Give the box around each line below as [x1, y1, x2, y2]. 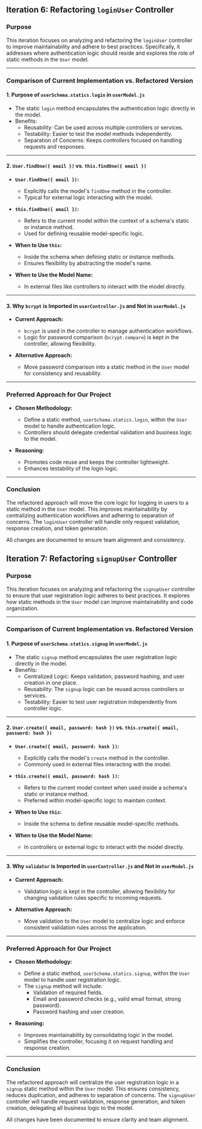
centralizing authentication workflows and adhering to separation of [6, 511, 174, 519]
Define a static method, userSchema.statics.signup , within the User [23, 970, 191, 977]
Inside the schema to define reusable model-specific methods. [23, 820, 180, 827]
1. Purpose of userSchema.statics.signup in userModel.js [6, 640, 148, 647]
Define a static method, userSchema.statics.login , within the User [23, 416, 188, 423]
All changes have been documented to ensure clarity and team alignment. [6, 1116, 189, 1123]
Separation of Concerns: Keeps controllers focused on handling [23, 137, 182, 144]
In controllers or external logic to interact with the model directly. [23, 843, 185, 851]
